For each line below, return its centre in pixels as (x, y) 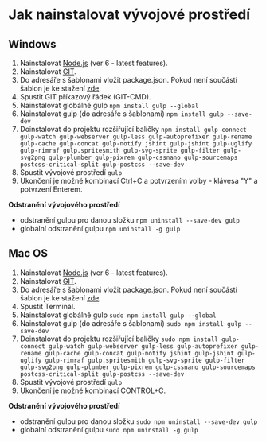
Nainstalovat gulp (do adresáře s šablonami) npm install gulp (122, 114)
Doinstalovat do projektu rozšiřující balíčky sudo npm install (119, 339)
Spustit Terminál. (47, 306)
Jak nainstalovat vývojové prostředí (129, 15)
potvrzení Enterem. (51, 189)
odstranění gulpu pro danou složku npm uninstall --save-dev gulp (130, 220)
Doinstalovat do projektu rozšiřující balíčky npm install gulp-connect (133, 129)
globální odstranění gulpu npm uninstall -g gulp (100, 229)
